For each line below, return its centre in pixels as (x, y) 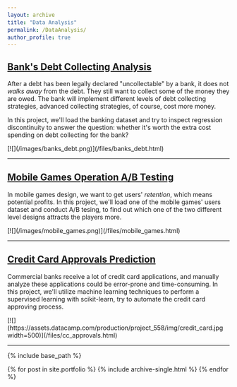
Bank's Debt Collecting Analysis (79, 67)
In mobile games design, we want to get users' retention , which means (110, 194)
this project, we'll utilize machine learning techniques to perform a (103, 291)
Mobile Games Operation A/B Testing (91, 178)
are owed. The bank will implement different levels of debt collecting (107, 99)
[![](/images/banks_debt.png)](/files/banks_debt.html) (86, 149)
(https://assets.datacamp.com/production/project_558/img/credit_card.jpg (115, 328)
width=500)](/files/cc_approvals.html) (62, 335)
